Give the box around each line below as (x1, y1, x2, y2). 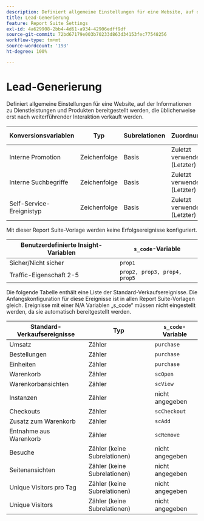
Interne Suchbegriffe (9, 178, 69, 186)
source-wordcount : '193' (6, 43, 69, 49)
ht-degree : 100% (6, 49, 47, 55)
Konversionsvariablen (9, 131, 75, 140)
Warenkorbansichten (9, 379, 69, 388)
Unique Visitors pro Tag (9, 483, 77, 491)
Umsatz (9, 340, 32, 348)
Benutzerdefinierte (20, 241, 77, 249)
